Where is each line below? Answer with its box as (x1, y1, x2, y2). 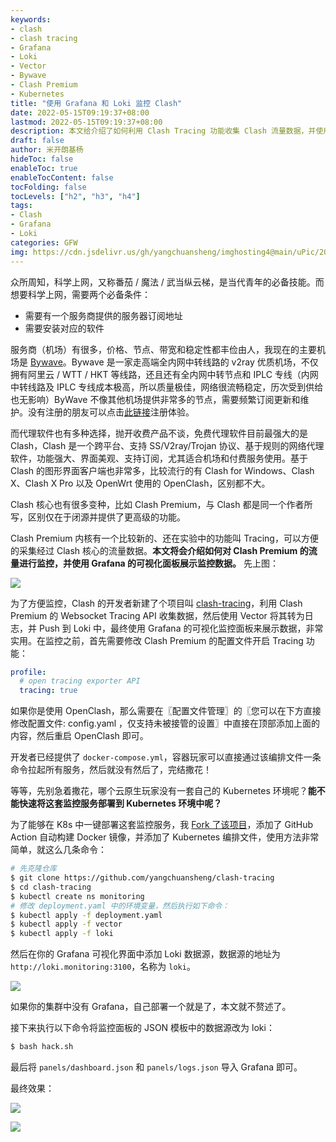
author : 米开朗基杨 (10, 145, 84, 155)
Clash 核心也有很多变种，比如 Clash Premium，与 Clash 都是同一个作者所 (10, 498, 313, 510)
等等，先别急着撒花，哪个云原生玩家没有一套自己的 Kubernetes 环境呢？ (10, 785, 308, 797)
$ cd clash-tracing (10, 882, 92, 892)
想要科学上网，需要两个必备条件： (10, 288, 151, 300)
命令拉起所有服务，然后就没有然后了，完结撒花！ (10, 764, 212, 776)
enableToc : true (10, 163, 78, 173)
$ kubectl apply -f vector (10, 919, 123, 930)
